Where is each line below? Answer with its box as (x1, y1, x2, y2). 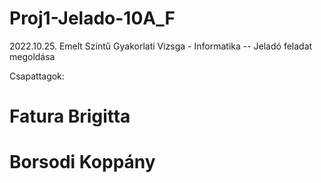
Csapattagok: (9, 70, 65, 82)
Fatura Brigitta (9, 105, 131, 128)
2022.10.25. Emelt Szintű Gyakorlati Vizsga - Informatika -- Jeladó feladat (9, 40, 313, 52)
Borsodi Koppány (9, 151, 156, 174)
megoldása (9, 50, 56, 62)
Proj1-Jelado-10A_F (9, 7, 176, 30)
